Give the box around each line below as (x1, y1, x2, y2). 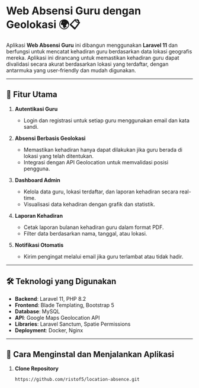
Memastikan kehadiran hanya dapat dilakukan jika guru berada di (23, 146, 182, 153)
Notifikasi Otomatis (14, 241, 64, 249)
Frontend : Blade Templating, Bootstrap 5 (14, 301, 114, 309)
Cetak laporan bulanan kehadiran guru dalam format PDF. (23, 224, 164, 231)
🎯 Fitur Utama (6, 90, 57, 100)
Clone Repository (14, 365, 59, 372)
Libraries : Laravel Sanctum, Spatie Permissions (14, 320, 131, 327)
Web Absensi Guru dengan (6, 4, 141, 18)
